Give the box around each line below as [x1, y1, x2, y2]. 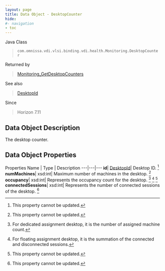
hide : [5, 16, 16, 21]
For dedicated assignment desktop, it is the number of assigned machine [12, 221, 160, 227]
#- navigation [5, 21, 34, 26]
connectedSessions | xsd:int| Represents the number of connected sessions [5, 182, 160, 188]
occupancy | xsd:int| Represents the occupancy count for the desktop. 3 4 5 [5, 176, 158, 183]
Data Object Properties [5, 151, 77, 159]
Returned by [5, 62, 30, 68]
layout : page [5, 7, 32, 12]
